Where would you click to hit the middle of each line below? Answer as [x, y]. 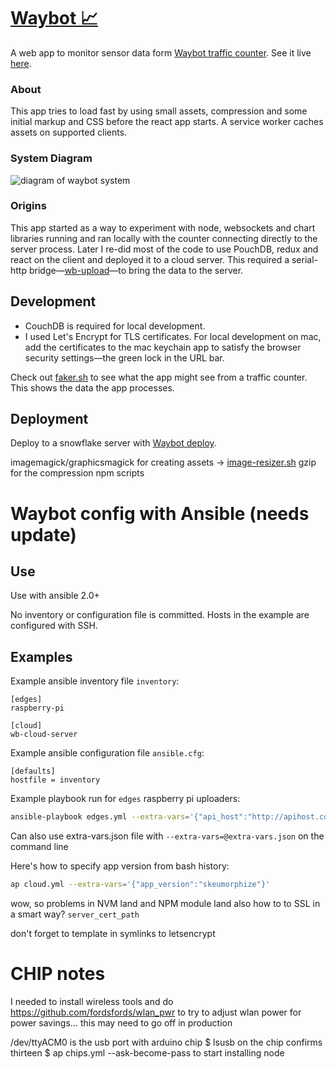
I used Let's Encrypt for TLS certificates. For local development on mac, [173, 336]
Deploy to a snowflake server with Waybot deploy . [113, 443]
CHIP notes [58, 974]
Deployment [49, 419]
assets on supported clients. [69, 132]
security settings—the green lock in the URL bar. [124, 357]
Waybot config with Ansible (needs [160, 513]
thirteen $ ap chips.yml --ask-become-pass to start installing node [147, 1052]
